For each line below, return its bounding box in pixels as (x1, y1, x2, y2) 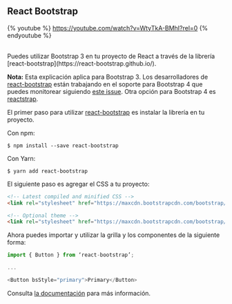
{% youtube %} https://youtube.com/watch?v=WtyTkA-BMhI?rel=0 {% (7, 23, 209, 32)
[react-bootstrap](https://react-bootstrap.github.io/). (7, 59, 157, 68)
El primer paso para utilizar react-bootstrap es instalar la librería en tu (7, 108, 205, 116)
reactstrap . (7, 95, 39, 103)
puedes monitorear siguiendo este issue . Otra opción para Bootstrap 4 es (7, 87, 216, 95)
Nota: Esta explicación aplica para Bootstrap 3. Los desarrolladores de (7, 73, 209, 81)
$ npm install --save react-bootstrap (7, 142, 119, 149)
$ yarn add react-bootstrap (7, 167, 88, 175)
